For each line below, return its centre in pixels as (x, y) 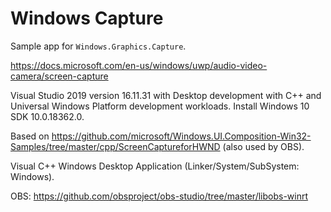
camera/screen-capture (59, 76)
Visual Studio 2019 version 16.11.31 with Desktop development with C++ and (166, 95)
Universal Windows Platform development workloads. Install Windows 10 (160, 106)
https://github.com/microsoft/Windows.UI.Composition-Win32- (181, 136)
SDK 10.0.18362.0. (47, 116)
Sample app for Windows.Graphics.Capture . (98, 46)
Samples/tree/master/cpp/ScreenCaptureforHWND (115, 146)
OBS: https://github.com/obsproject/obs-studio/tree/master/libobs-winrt (159, 196)
